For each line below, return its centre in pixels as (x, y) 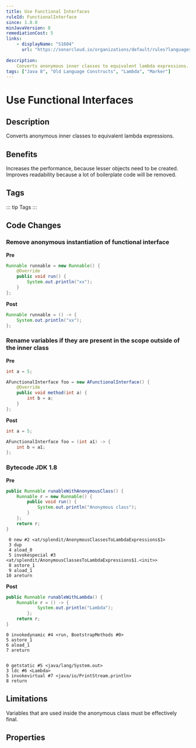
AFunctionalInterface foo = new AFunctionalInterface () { (78, 382)
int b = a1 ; (31, 447)
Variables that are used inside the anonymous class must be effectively (92, 713)
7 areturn (18, 650)
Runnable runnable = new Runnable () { (53, 266)
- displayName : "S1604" (45, 44)
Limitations (27, 699)
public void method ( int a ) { (52, 393)
